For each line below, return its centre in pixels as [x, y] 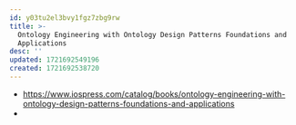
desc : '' [26, 52]
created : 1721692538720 [55, 69]
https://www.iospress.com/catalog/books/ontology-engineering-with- [154, 94]
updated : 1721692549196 [55, 60]
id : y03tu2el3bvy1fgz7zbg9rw [65, 18]
